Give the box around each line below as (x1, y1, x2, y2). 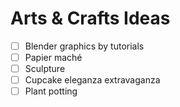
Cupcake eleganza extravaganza (24, 74, 161, 86)
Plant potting (24, 85, 78, 97)
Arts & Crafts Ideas (10, 7, 171, 30)
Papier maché (24, 52, 83, 63)
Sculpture (24, 63, 66, 75)
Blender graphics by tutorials (24, 40, 145, 52)
